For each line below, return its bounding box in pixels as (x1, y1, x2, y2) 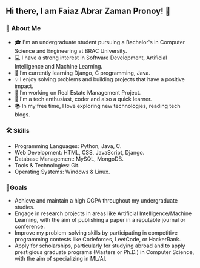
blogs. (14, 110, 31, 118)
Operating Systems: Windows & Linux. (14, 168, 110, 175)
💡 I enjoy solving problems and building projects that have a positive (14, 75, 185, 82)
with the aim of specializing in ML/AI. (14, 255, 107, 263)
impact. (14, 82, 34, 90)
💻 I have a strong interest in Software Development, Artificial (14, 54, 167, 61)
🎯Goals (5, 183, 28, 192)
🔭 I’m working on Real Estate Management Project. (14, 89, 141, 96)
